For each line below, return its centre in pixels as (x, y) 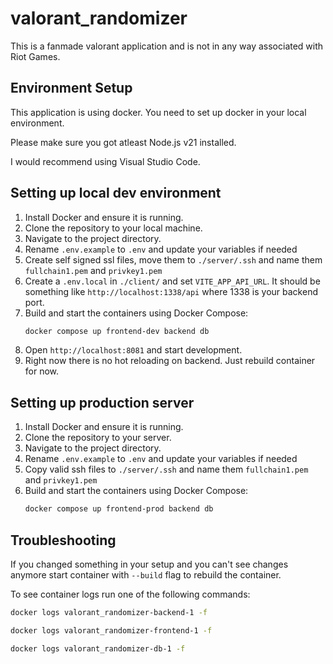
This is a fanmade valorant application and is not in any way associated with (167, 46)
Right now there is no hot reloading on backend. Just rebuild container (170, 361)
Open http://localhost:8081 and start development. (133, 350)
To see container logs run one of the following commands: (130, 594)
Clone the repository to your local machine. (113, 228)
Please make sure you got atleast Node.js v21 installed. (123, 142)
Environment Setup (71, 88)
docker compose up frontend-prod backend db (119, 509)
